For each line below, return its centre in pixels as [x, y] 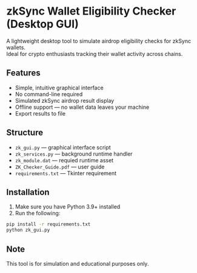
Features [23, 73]
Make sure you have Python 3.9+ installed [68, 207]
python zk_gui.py [28, 230]
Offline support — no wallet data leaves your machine [82, 107]
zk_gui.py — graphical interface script [63, 147]
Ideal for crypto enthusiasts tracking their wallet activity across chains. [95, 54]
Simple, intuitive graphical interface [59, 88]
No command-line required [49, 94]
